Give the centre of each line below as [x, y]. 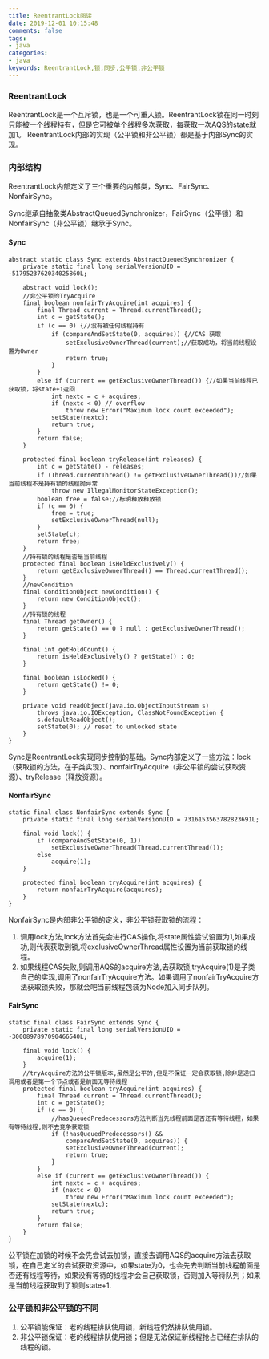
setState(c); [59, 534]
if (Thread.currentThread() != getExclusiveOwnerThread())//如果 [147, 475]
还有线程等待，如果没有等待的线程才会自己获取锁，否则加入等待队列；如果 [138, 1275]
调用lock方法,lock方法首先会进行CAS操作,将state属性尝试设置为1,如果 [134, 936]
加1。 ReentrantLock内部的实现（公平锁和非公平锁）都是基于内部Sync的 [127, 135]
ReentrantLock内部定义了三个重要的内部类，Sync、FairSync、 [111, 186]
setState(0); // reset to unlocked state [107, 727]
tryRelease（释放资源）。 [66, 777]
